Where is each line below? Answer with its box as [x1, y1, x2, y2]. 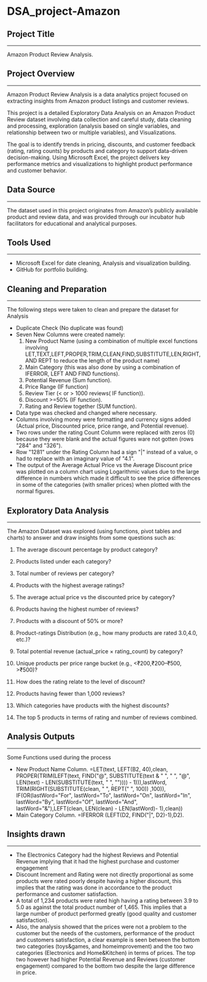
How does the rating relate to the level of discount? [15, 678, 146, 686]
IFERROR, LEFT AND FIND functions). [25, 370, 120, 377]
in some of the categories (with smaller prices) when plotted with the [15, 481, 191, 489]
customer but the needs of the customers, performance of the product [15, 929, 195, 937]
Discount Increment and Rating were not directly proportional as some [15, 871, 194, 878]
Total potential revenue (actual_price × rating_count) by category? [15, 648, 184, 655]
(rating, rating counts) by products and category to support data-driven [7, 147, 188, 154]
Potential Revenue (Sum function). [25, 377, 112, 384]
